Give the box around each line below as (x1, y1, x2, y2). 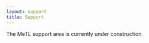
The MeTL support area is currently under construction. (6, 30, 144, 37)
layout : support (6, 8, 47, 15)
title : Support (6, 14, 44, 20)
